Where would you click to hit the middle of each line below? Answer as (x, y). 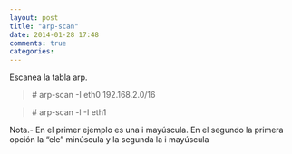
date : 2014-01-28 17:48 (54, 34)
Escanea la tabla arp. (49, 77)
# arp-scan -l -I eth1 (69, 112)
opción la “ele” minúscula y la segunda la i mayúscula (109, 140)
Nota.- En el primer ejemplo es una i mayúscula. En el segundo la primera (146, 130)
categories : (32, 52)
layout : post (34, 18)
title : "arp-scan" (44, 26)
